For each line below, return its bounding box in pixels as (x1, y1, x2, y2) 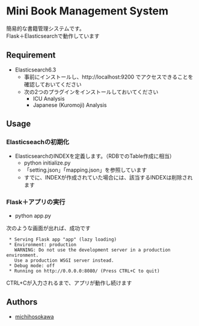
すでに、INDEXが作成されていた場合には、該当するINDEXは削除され (23, 174, 193, 181)
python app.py (14, 212, 51, 219)
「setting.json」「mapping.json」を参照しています (23, 166, 147, 174)
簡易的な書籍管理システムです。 (6, 25, 85, 32)
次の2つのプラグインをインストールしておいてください (23, 88, 159, 95)
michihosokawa (14, 313, 54, 320)
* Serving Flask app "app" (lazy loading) (8, 236, 117, 243)
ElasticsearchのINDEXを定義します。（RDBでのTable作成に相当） (14, 152, 175, 160)
